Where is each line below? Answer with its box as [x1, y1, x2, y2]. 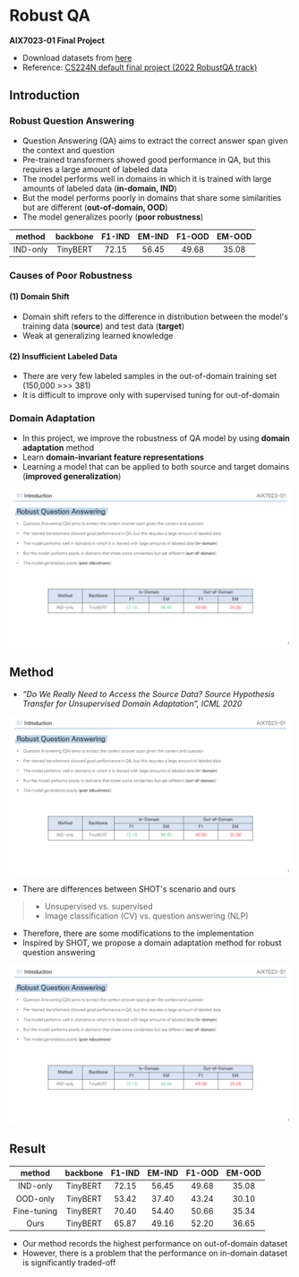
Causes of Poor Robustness [9, 269, 132, 281]
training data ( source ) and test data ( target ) [21, 321, 185, 332]
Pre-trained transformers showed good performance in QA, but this [21, 154, 271, 165]
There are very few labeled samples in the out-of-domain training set [21, 371, 278, 382]
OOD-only [15, 1193, 56, 1204]
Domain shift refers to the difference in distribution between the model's [21, 311, 289, 322]
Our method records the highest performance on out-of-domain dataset [21, 1238, 288, 1248]
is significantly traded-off [21, 1256, 116, 1268]
